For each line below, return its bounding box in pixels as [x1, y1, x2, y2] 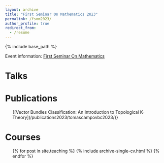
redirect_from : [5, 26, 36, 31]
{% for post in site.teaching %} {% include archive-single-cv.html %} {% [12, 148, 160, 154]
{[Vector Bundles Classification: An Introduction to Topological [12, 109, 139, 115]
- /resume [9, 30, 30, 35]
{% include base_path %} [5, 44, 57, 49]
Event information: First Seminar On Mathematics [5, 53, 105, 59]
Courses [5, 131, 41, 143]
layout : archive [5, 7, 38, 12]
